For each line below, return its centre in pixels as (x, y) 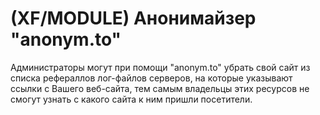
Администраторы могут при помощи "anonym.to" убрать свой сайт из (160, 67)
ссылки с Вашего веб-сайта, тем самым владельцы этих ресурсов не (160, 88)
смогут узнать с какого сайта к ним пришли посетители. (131, 99)
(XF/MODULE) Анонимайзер (133, 18)
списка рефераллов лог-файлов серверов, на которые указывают (151, 78)
